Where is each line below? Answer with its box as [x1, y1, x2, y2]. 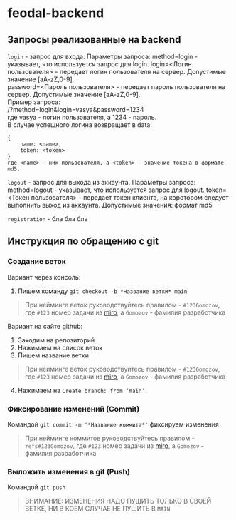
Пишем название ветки [17, 351, 89, 360]
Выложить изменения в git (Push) [7, 467, 130, 476]
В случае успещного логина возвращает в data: [7, 121, 153, 129]
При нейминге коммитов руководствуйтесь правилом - [24, 434, 195, 442]
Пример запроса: [7, 98, 60, 106]
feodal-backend [7, 5, 104, 21]
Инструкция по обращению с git [7, 235, 159, 248]
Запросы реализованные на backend [7, 34, 181, 46]
